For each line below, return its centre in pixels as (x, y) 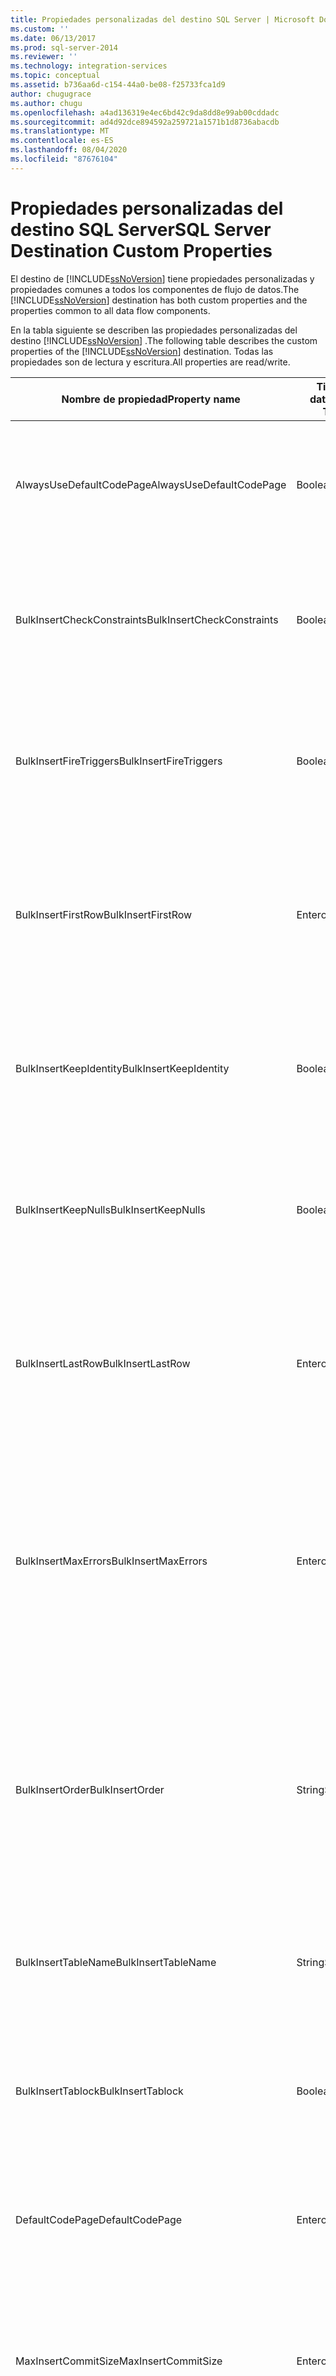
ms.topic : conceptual (55, 76)
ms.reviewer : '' (44, 57)
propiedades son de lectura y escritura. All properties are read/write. (150, 362)
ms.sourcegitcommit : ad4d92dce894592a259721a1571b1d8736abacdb (145, 122)
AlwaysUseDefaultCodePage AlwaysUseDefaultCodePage (151, 484)
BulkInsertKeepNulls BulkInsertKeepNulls (110, 1209)
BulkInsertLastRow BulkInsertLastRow (103, 1363)
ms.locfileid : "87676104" (64, 159)
